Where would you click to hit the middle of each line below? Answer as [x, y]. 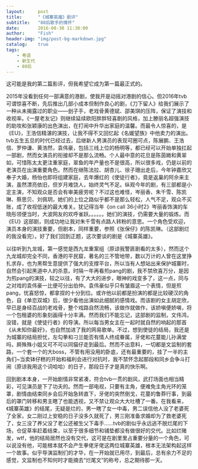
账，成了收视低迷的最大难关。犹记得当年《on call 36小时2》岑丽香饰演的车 [97, 207]
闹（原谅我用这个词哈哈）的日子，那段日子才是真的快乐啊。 [78, 366]
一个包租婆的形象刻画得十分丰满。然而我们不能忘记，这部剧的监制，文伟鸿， [99, 315]
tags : [13, 50]
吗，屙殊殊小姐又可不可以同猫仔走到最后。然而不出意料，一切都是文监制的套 [99, 345]
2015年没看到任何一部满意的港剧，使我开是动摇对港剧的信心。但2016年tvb [97, 96]
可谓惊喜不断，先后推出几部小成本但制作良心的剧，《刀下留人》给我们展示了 [98, 104]
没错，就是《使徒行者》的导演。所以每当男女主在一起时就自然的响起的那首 [96, 322]
